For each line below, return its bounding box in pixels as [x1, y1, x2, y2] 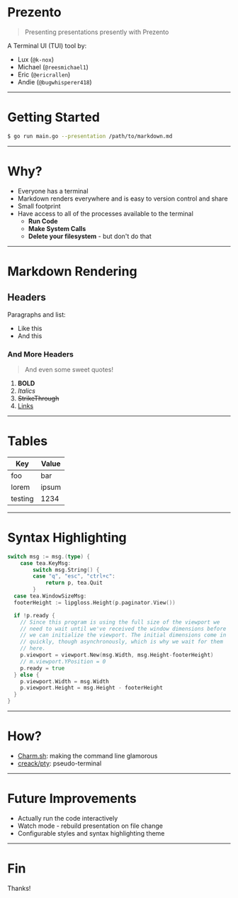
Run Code [28, 217, 58, 225]
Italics [17, 386, 35, 395]
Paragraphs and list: [7, 310, 66, 319]
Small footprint [17, 201, 61, 210]
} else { [13, 671, 40, 678]
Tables [7, 433, 48, 449]
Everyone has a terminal [17, 186, 89, 195]
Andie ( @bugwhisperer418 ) [17, 77, 92, 86]
